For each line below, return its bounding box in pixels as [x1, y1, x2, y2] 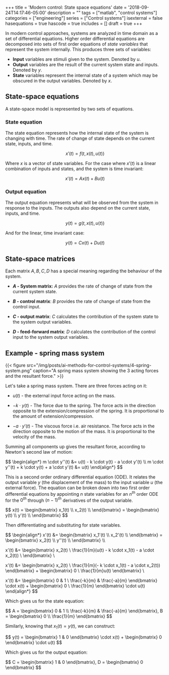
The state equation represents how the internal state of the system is [5, 130, 149, 136]
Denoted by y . [12, 67, 42, 73]
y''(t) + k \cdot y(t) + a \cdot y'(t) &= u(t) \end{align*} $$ [5, 464, 123, 470]
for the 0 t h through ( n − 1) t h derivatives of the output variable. [5, 496, 133, 503]
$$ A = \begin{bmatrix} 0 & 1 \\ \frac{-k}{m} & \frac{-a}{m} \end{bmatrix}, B [5, 608, 163, 614]
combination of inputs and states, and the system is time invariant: [5, 166, 144, 172]
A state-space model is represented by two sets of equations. [5, 106, 134, 112]
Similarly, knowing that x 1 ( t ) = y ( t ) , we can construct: [5, 623, 115, 630]
